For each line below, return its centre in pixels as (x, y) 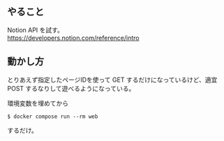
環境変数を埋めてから (38, 103)
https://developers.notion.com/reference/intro (73, 38)
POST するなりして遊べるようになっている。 (71, 88)
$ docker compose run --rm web (53, 117)
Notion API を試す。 (36, 30)
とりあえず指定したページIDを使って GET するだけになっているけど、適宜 (112, 80)
